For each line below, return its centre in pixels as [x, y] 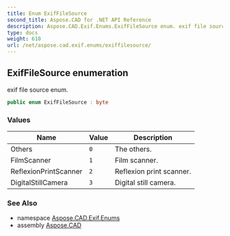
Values [19, 119]
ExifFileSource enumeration [68, 73]
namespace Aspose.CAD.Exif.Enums [68, 218]
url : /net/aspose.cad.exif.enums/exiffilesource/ [79, 45]
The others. [133, 149]
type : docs [23, 33]
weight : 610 [24, 39]
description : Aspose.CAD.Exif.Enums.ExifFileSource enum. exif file [107, 26]
